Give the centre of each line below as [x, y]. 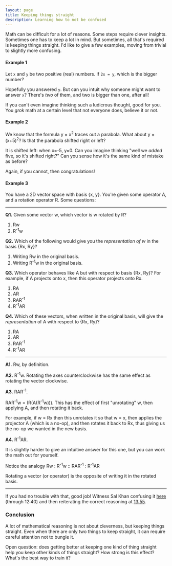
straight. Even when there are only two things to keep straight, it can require [85, 531]
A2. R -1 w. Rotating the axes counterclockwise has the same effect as [78, 375]
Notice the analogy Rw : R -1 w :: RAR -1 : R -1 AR [52, 465]
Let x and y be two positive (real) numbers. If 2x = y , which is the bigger [81, 74]
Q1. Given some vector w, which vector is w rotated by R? [66, 215]
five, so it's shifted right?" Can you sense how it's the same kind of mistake [84, 156]
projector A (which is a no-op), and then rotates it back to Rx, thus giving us [85, 423]
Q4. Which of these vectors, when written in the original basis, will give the [84, 316]
